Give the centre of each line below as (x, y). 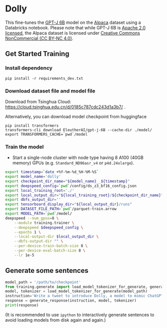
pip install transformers (32, 125)
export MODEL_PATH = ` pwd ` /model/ (39, 214)
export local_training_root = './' (40, 190)
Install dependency (29, 68)
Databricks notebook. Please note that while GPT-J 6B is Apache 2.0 (75, 27)
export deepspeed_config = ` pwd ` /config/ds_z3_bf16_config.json (71, 186)
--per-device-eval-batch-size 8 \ (50, 251)
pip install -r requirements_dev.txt (44, 78)
